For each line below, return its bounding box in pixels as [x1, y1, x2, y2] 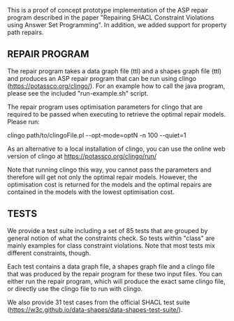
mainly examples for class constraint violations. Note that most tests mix [7, 241, 215, 250]
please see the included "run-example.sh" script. [7, 89, 149, 97]
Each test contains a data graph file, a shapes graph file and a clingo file [7, 262, 215, 271]
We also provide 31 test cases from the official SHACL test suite [7, 298, 191, 306]
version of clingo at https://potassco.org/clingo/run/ [7, 151, 157, 160]
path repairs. [7, 28, 44, 36]
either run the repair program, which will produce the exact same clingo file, [7, 277, 226, 285]
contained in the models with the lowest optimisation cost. [7, 188, 175, 196]
